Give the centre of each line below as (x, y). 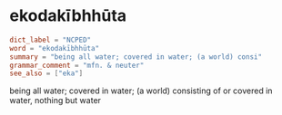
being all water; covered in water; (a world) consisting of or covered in (141, 91)
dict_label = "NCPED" (50, 40)
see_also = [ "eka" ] (46, 73)
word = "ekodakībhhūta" (55, 48)
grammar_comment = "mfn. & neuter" (77, 65)
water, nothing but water (55, 101)
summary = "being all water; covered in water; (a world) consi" (136, 57)
